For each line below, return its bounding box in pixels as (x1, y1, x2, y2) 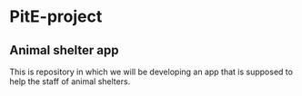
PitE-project (9, 6, 103, 27)
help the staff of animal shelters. (9, 76, 131, 87)
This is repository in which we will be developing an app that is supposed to (9, 66, 294, 77)
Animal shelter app (9, 43, 119, 58)
